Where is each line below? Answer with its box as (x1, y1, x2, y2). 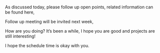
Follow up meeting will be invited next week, (5, 19, 94, 24)
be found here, (5, 9, 35, 15)
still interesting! (5, 34, 36, 39)
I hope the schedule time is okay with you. (5, 43, 89, 48)
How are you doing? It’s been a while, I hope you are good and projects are (5, 28, 155, 34)
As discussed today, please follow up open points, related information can (5, 4, 153, 10)
